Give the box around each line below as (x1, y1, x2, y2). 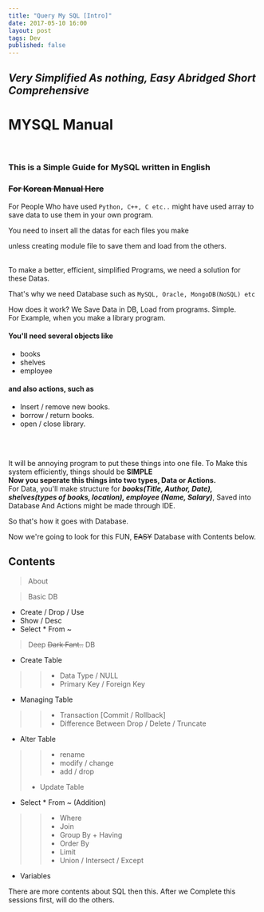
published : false (8, 42, 66, 50)
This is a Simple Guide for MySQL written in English (8, 161, 211, 173)
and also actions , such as (8, 384, 94, 394)
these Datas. (8, 273, 50, 283)
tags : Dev (8, 34, 41, 42)
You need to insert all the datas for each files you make (8, 225, 190, 235)
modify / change (59, 758, 114, 767)
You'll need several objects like (8, 331, 114, 341)
